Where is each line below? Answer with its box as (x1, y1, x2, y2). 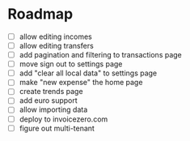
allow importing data (19, 105, 88, 114)
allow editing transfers (19, 41, 94, 50)
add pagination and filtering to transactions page (19, 50, 183, 60)
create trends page (19, 87, 83, 96)
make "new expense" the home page (19, 78, 143, 88)
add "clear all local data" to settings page (19, 68, 158, 78)
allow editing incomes (19, 32, 92, 41)
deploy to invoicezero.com (19, 114, 108, 124)
